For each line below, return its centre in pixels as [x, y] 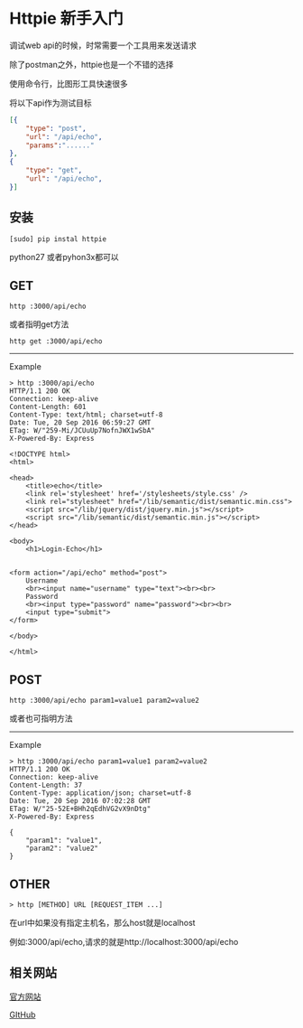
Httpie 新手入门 [67, 19]
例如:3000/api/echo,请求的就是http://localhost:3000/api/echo [124, 942]
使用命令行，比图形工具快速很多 [69, 83]
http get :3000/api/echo [56, 341]
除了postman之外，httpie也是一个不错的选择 [92, 64]
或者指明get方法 [39, 324]
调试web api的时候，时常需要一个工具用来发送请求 [103, 45]
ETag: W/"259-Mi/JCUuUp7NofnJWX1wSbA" [82, 431]
